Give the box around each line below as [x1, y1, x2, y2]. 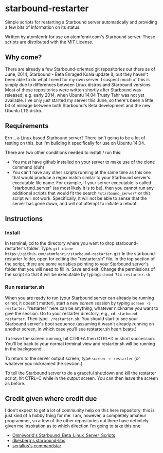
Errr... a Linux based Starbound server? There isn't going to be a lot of [5, 135, 145, 141]
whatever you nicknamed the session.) [5, 360, 83, 367]
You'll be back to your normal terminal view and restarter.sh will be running [5, 341, 155, 346]
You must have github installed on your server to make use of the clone [12, 159, 155, 165]
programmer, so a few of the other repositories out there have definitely [5, 418, 149, 424]
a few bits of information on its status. [5, 24, 81, 30]
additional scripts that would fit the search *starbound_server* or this [12, 190, 151, 196]
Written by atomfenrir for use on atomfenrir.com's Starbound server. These [5, 34, 156, 40]
